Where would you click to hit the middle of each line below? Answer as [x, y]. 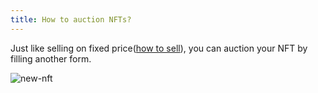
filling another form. [51, 58]
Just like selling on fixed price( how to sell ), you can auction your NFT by [159, 48]
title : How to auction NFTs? [71, 19]
